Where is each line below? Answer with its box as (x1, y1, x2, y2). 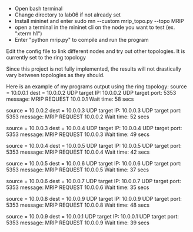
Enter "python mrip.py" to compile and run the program (14, 37, 149, 43)
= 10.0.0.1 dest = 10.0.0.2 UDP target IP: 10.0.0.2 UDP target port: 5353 (6, 90, 177, 96)
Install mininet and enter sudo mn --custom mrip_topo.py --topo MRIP (14, 18, 184, 24)
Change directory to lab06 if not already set (14, 11, 121, 18)
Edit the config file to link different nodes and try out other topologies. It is (6, 48, 185, 55)
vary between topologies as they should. (6, 72, 105, 78)
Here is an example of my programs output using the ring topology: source (6, 83, 187, 90)
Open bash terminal (14, 5, 63, 12)
